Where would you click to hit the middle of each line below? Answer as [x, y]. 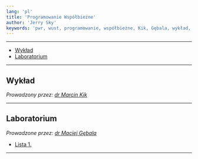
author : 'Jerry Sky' [32, 22]
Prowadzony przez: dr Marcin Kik [47, 95]
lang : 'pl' [19, 11]
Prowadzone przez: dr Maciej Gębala [52, 132]
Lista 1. [23, 144]
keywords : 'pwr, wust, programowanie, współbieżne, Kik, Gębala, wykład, [99, 28]
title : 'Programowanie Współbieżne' [51, 17]
